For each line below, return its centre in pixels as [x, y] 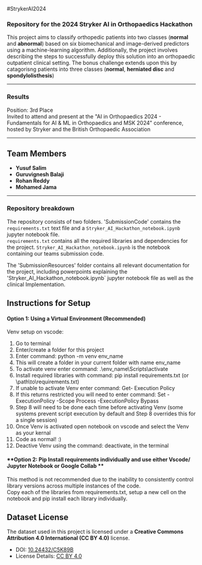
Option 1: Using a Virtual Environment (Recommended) [76, 319]
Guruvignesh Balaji [40, 174]
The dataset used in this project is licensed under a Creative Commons [95, 532]
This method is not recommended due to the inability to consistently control [100, 479]
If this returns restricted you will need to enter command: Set [91, 395]
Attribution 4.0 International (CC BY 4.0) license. [68, 538]
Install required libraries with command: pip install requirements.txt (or [102, 376]
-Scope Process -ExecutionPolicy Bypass [108, 401]
